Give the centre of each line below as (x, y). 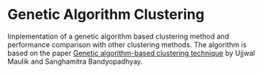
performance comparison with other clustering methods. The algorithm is (127, 44)
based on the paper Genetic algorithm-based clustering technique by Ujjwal (131, 53)
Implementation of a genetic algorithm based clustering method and (118, 36)
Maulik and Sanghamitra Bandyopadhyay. (75, 61)
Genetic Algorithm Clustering (106, 15)
